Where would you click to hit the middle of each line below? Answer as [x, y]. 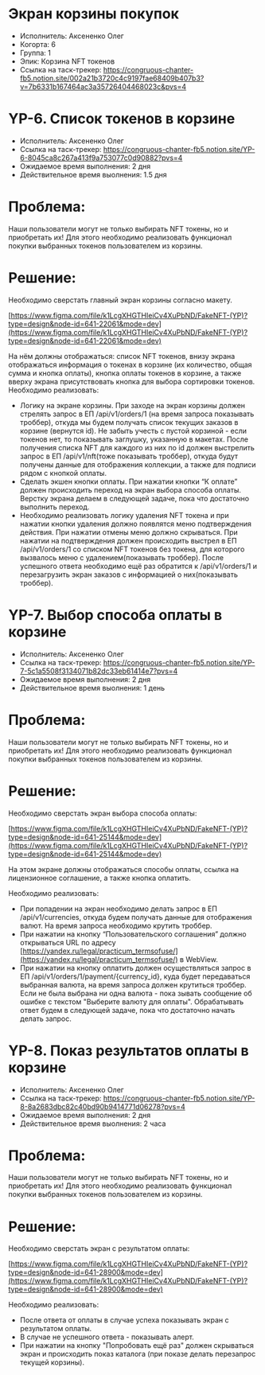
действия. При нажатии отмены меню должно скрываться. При [129, 532]
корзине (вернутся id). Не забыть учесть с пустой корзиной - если [133, 430]
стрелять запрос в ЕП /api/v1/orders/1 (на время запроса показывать [137, 414]
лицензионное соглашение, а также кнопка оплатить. [99, 878]
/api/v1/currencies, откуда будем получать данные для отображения [136, 917]
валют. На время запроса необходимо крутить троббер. [116, 925]
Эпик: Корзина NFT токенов [67, 61]
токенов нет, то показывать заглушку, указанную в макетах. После [134, 439]
